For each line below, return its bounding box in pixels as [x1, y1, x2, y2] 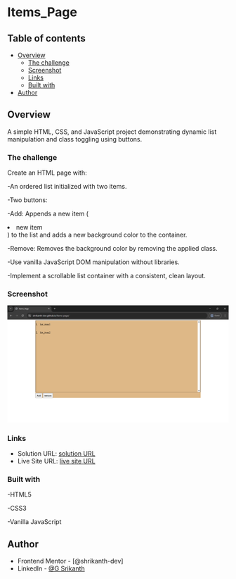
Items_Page [7, 4, 77, 20]
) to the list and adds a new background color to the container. [7, 230, 188, 239]
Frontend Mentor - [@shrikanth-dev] [17, 557, 124, 566]
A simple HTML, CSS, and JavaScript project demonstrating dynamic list [7, 127, 217, 136]
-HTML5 [7, 490, 32, 499]
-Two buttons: [7, 196, 48, 204]
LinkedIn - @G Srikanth [17, 564, 86, 573]
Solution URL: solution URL [17, 449, 96, 458]
